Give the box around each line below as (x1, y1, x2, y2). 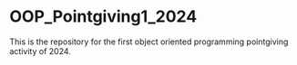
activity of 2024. (9, 45, 71, 56)
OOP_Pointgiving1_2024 (9, 6, 198, 27)
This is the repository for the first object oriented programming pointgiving (9, 36, 289, 47)
